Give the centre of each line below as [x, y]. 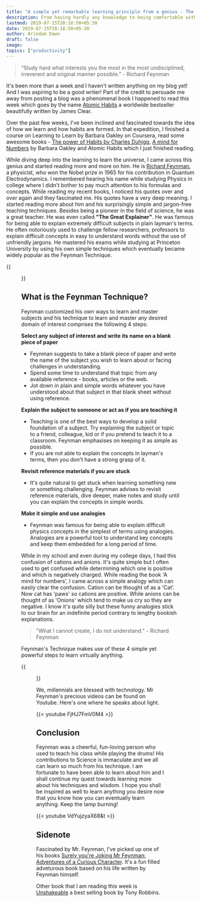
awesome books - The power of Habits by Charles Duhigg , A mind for [92, 142]
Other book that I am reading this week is [87, 886]
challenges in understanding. [66, 366]
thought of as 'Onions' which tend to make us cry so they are [96, 600]
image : [14, 45]
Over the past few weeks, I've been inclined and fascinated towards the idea [100, 123]
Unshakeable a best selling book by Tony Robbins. [98, 892]
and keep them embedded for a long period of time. [93, 544]
